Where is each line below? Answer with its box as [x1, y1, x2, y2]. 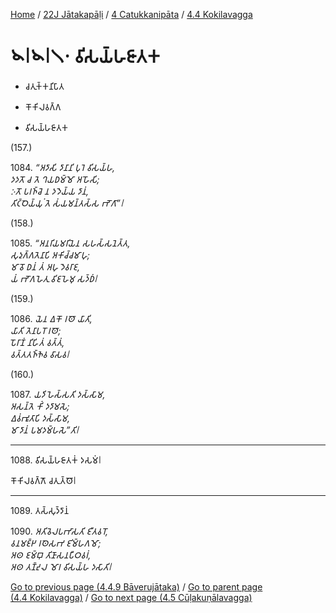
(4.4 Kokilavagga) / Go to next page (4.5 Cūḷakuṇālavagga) [10, 591, 253, 603]
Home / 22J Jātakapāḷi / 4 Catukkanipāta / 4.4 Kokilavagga [10, 9, 253, 20]
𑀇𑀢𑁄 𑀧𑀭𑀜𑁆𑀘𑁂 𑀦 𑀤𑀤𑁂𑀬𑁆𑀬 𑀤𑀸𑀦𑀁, [10, 185, 89, 197]
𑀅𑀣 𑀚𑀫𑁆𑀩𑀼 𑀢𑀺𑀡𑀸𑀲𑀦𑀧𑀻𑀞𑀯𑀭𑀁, [10, 549, 92, 561]
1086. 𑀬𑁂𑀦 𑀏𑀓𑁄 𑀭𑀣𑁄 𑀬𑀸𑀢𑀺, [10, 312, 93, 324]
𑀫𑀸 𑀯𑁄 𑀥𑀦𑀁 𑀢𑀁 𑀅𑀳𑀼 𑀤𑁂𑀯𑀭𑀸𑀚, [10, 260, 80, 273]
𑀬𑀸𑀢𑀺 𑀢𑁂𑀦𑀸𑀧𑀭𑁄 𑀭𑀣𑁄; [10, 324, 62, 336]
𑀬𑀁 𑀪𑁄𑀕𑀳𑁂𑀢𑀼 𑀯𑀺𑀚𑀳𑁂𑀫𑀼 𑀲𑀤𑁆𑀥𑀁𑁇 [10, 272, 98, 284]
